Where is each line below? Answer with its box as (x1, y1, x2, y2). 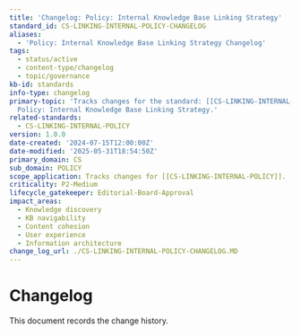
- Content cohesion (17, 222, 90, 231)
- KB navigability (17, 213, 87, 223)
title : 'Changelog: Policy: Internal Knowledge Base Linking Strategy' (9, 13, 282, 22)
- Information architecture (17, 239, 123, 248)
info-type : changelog (9, 88, 90, 97)
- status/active (17, 55, 78, 64)
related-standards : (9, 113, 82, 122)
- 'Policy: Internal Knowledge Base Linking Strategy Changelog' (17, 38, 267, 48)
